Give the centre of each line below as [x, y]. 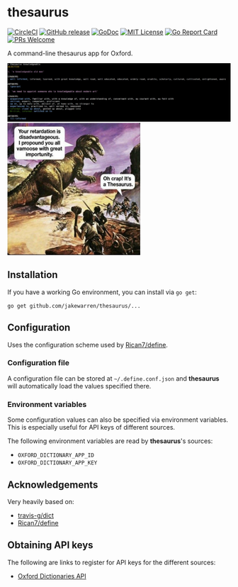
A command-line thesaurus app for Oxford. [70, 53]
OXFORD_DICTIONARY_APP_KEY [57, 463]
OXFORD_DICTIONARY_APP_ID [56, 455]
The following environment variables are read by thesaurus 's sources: [110, 441]
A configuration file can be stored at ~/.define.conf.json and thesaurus [113, 378]
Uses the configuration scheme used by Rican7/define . [88, 345]
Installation [33, 275]
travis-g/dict [36, 515]
